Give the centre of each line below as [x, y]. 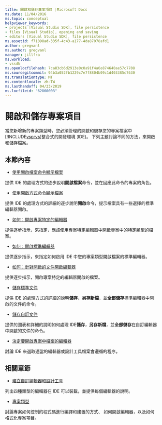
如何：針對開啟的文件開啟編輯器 [44, 267]
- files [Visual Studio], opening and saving [52, 32]
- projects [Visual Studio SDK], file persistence [57, 28]
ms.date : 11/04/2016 [26, 14]
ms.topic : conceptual [27, 18]
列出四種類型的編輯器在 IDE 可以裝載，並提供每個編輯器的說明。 [69, 391]
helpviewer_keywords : [27, 23]
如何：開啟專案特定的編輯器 [40, 220]
